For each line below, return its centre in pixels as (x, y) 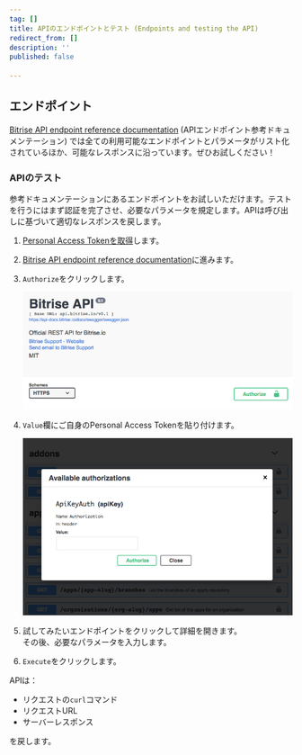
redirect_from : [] (44, 38)
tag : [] (24, 19)
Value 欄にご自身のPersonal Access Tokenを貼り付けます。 (131, 425)
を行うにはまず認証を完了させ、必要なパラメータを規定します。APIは (137, 211)
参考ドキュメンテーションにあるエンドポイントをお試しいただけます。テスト (151, 199)
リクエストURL (50, 710)
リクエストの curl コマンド (70, 699)
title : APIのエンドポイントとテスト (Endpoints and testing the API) (134, 28)
